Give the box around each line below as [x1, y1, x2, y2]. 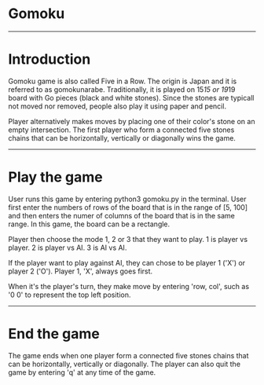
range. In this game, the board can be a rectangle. [8, 219, 170, 229]
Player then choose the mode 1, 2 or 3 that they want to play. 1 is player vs [8, 234, 248, 244]
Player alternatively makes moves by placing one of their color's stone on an [8, 116, 255, 126]
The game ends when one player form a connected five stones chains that [8, 350, 249, 360]
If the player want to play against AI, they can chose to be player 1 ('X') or [8, 258, 246, 267]
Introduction [8, 50, 91, 68]
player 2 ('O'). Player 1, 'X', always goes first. [8, 266, 153, 276]
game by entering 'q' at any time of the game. [8, 367, 156, 377]
